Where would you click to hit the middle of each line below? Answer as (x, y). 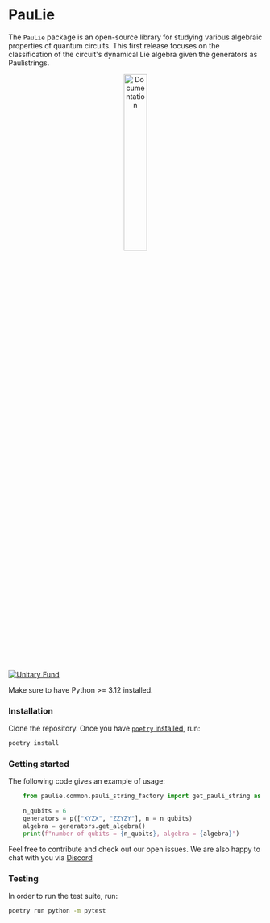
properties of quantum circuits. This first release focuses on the (114, 45)
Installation (31, 710)
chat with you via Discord (50, 857)
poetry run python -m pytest (57, 911)
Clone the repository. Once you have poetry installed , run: (104, 728)
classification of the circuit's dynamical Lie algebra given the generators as (133, 54)
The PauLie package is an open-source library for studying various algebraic (135, 37)
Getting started (39, 764)
